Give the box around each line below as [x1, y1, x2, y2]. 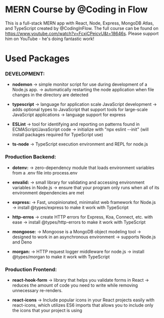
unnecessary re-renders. [12, 288, 63, 294]
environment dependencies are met [12, 190, 84, 196]
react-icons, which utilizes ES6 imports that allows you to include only [12, 302, 154, 308]
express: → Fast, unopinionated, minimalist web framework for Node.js [12, 199, 156, 205]
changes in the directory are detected [12, 92, 89, 98]
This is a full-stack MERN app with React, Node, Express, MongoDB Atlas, [5, 20, 154, 26]
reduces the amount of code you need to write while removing [12, 282, 138, 288]
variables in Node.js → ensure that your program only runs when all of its [12, 184, 160, 190]
